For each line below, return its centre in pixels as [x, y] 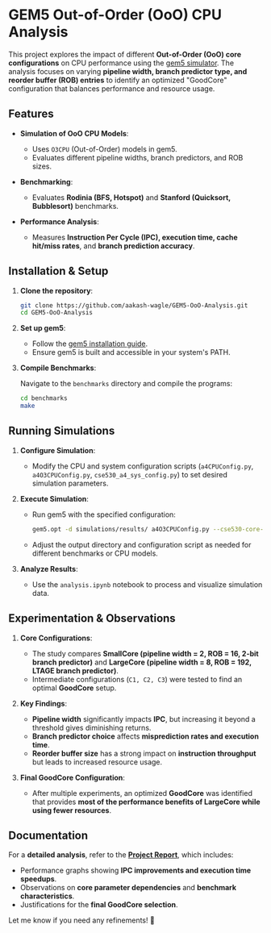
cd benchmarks [44, 398]
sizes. [42, 166]
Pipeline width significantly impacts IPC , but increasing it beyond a [144, 718]
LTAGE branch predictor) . [75, 670]
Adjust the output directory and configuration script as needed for [142, 544]
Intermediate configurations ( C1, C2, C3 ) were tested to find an [137, 679]
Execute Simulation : [54, 498]
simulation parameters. [70, 483]
